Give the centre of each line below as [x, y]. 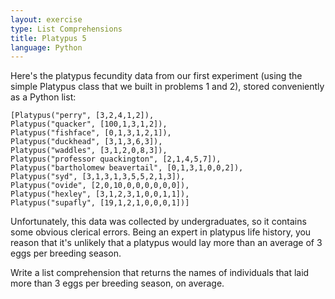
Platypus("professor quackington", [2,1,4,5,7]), [116, 159]
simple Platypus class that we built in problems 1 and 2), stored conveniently [167, 87]
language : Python [46, 47]
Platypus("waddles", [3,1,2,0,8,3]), [89, 151]
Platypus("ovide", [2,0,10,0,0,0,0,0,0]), [100, 186]
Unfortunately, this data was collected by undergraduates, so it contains [158, 222]
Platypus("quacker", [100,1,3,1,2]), [89, 124]
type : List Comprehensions [66, 29]
